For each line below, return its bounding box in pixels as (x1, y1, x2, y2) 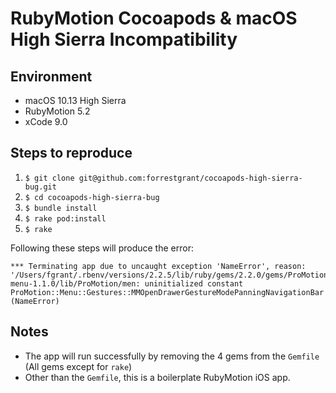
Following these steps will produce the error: (10, 242, 194, 254)
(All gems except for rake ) (24, 360, 133, 372)
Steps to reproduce (10, 145, 133, 162)
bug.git (24, 182, 57, 192)
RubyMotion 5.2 (24, 105, 91, 117)
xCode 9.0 (24, 116, 68, 127)
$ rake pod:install (24, 213, 107, 224)
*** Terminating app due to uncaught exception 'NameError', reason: (10, 261, 307, 271)
